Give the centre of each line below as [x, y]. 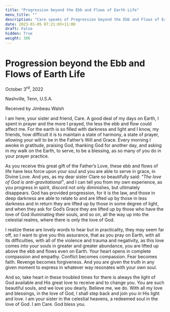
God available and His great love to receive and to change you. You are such [85, 283]
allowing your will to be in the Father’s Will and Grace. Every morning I [78, 140]
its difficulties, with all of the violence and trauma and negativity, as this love [85, 240]
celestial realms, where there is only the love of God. [60, 220]
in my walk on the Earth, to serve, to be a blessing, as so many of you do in [83, 151]
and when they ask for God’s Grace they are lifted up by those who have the [84, 209]
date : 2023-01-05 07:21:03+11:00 [40, 24]
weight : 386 [18, 39]
